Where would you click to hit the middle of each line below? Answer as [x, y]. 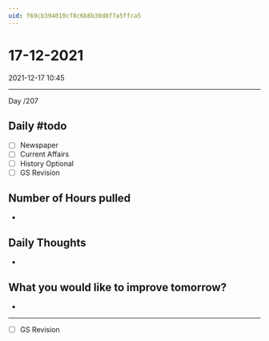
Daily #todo [38, 126]
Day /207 [23, 100]
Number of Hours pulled [70, 199]
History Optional [47, 163]
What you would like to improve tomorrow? [117, 287]
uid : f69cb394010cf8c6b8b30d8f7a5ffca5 [75, 16]
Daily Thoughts [47, 243]
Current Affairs [44, 154]
